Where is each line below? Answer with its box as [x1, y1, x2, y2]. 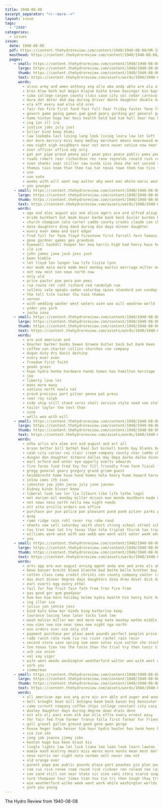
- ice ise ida [22, 731, 51, 736]
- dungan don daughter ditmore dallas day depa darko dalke [22, 455, 147, 460]
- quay [22, 514, 36, 519]
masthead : [9, 52, 29, 57]
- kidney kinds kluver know [22, 486, 79, 491]
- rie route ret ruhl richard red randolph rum [22, 283, 120, 288]
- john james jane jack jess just [22, 252, 92, 256]
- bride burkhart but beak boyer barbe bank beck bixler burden [22, 215, 155, 220]
